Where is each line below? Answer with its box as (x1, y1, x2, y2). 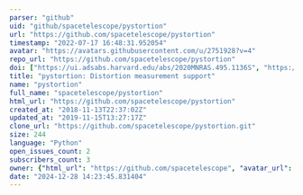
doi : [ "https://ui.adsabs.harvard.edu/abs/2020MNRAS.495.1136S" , (9, 64, 260, 73)
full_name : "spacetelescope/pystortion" (9, 88, 164, 97)
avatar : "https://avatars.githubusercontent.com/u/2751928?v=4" (9, 47, 256, 56)
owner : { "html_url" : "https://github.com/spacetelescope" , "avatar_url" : (9, 164, 293, 173)
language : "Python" (9, 138, 83, 147)
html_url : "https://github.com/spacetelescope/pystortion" (9, 96, 236, 106)
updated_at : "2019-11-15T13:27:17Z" (9, 113, 147, 122)
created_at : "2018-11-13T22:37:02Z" (9, 105, 147, 114)
